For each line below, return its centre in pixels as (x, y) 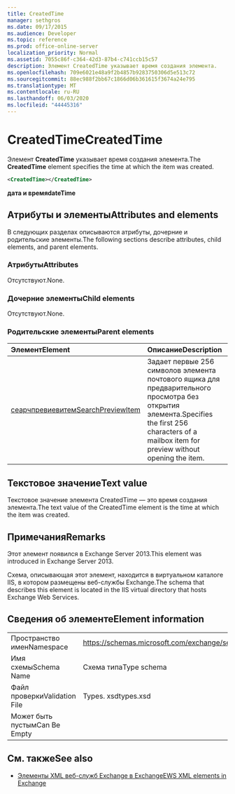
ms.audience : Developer (42, 33)
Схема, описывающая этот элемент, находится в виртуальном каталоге (115, 575)
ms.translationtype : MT (42, 86)
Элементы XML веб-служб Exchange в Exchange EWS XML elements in (122, 775)
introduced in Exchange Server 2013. (60, 561)
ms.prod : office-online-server (53, 46)
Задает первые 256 (181, 362)
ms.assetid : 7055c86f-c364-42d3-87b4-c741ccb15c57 (83, 60)
